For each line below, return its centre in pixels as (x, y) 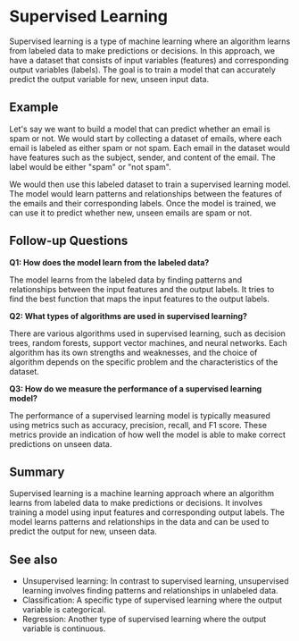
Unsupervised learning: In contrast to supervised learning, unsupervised (155, 581)
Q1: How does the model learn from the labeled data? (109, 262)
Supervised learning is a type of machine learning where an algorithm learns (150, 41)
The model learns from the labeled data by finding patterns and (126, 280)
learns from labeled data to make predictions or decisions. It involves (136, 503)
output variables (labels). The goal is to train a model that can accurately (143, 70)
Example (34, 108)
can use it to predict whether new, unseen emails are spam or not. (131, 213)
